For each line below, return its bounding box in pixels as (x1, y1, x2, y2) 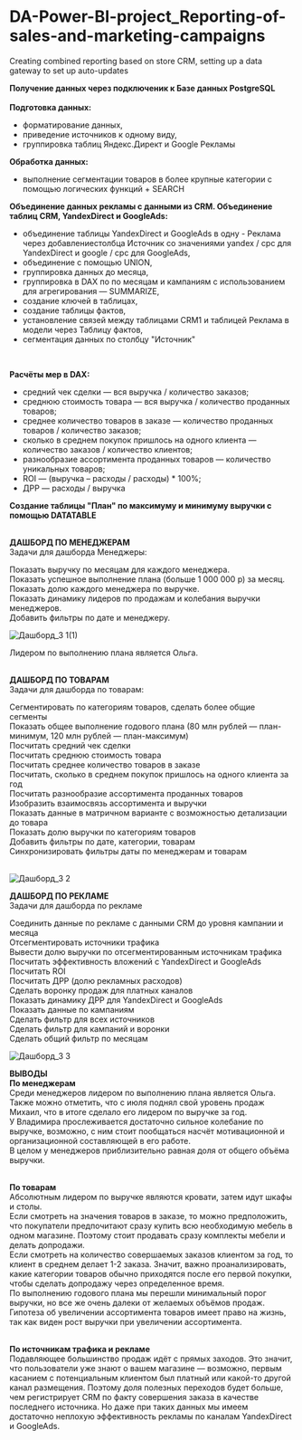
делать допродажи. (9, 1239, 86, 1250)
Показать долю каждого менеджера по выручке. (9, 583, 200, 594)
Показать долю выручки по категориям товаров (9, 826, 196, 837)
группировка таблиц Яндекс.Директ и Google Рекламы (22, 138, 236, 149)
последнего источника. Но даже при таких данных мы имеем (9, 1401, 249, 1412)
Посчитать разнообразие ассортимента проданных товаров (9, 787, 244, 798)
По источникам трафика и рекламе (9, 1343, 151, 1354)
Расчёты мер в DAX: (9, 368, 90, 379)
